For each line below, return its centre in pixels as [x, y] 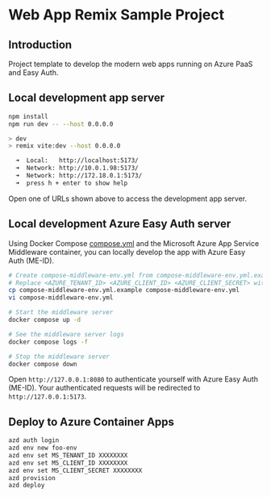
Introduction [40, 45]
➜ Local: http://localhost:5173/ [77, 161]
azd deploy [27, 486]
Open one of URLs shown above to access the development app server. [128, 198]
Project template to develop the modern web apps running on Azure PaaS [131, 64]
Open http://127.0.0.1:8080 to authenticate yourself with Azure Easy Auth [133, 379]
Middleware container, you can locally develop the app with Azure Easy [127, 252]
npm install [28, 116]
